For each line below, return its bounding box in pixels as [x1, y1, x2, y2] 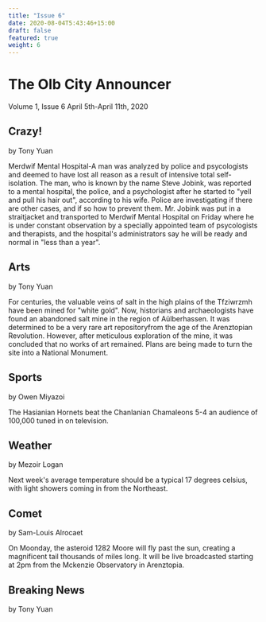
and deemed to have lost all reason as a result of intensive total [8, 169, 215, 179]
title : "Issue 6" [8, 11, 66, 20]
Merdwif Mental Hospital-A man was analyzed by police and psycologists [8, 161, 249, 171]
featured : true [8, 33, 59, 42]
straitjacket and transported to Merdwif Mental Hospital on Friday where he [8, 212, 254, 221]
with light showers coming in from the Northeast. [8, 484, 168, 493]
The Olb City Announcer [8, 76, 172, 94]
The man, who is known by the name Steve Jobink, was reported [39, 178, 252, 188]
